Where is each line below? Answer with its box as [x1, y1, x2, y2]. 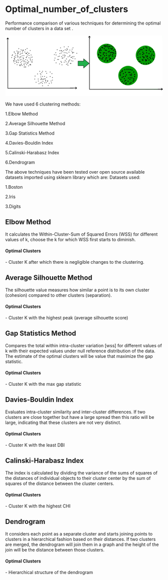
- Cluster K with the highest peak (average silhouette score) [5, 314, 128, 321]
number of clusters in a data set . [5, 25, 73, 31]
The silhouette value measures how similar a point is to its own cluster [5, 287, 149, 293]
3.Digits [5, 203, 21, 209]
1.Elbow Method [5, 111, 38, 117]
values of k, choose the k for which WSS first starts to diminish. [5, 236, 136, 242]
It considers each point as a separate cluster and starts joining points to [5, 530, 153, 536]
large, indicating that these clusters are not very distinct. [5, 419, 121, 425]
